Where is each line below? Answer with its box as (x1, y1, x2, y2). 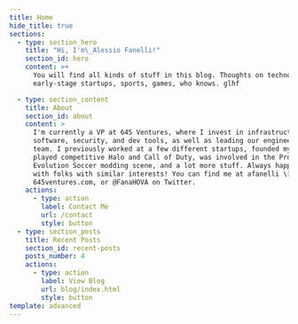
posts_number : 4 (25, 252, 86, 261)
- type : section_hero (17, 37, 98, 47)
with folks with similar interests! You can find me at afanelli (32, 170, 279, 178)
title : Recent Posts (25, 235, 101, 244)
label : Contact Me (41, 202, 109, 211)
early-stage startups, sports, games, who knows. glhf (32, 79, 240, 88)
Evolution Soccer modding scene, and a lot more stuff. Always (32, 161, 272, 170)
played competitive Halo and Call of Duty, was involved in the (32, 153, 276, 162)
